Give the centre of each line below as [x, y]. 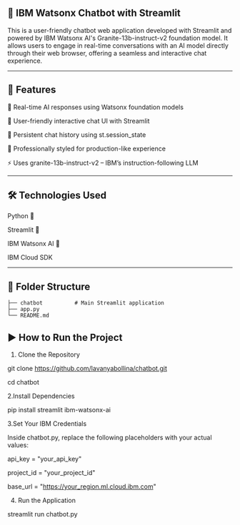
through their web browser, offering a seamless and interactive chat [107, 53]
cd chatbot [23, 382]
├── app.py [24, 310]
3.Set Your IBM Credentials [47, 424]
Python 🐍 [21, 216]
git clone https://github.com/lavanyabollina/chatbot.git [87, 369]
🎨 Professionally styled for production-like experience [87, 148]
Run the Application [47, 501]
